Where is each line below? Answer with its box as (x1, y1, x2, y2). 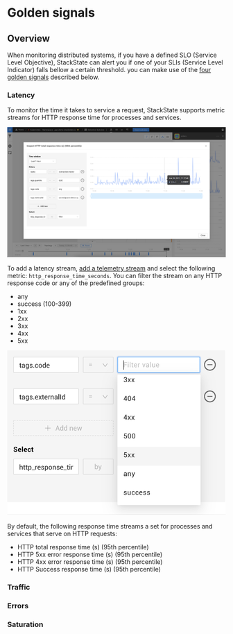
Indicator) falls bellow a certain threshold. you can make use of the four (7, 66, 212, 74)
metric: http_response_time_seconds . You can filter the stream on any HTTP (7, 272, 223, 280)
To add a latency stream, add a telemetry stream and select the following (7, 264, 216, 273)
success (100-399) (17, 300, 72, 308)
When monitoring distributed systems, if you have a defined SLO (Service (7, 51, 217, 59)
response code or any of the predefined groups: (7, 279, 145, 287)
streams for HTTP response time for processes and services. (7, 113, 182, 122)
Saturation (7, 619, 44, 629)
